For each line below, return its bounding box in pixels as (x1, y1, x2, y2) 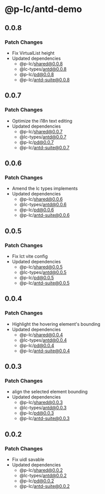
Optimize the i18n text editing (12, 118, 72, 124)
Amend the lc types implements (12, 185, 78, 191)
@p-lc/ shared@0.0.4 (19, 332, 63, 338)
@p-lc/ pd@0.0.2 (19, 478, 54, 483)
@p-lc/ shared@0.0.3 (19, 400, 63, 406)
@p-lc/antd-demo (5, 4, 82, 15)
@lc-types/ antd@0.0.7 (19, 134, 66, 140)
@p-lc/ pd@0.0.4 (19, 342, 54, 348)
